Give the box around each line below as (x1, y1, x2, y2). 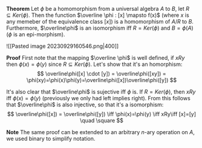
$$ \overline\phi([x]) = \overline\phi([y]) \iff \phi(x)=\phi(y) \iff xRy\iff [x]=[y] (7, 111, 197, 117)
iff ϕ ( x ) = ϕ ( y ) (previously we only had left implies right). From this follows (6, 95, 191, 101)
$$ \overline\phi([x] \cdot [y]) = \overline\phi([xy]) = (37, 70, 166, 77)
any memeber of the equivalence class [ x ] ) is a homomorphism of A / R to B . (6, 18, 194, 25)
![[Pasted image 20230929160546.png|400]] (6, 42, 119, 50)
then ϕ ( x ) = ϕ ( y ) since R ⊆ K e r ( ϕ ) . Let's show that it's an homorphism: (6, 60, 183, 68)
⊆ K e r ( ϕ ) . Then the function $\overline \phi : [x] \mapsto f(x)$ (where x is (6, 11, 189, 19)
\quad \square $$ (79, 117, 124, 124)
